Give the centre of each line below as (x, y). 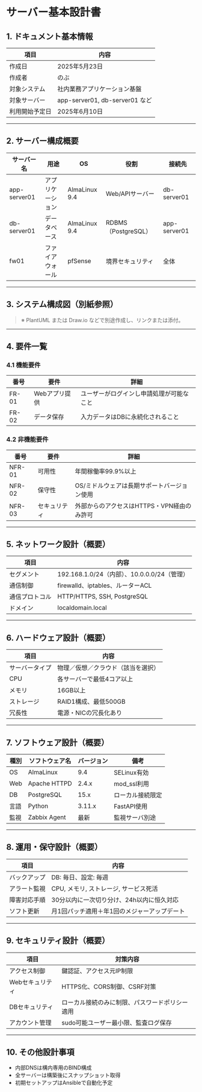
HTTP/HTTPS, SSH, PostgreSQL (103, 597)
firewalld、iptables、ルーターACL (105, 585)
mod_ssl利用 (131, 784)
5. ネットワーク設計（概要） (58, 544)
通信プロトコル (31, 597)
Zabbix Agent (47, 817)
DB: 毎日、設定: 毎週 (80, 877)
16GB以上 (71, 691)
